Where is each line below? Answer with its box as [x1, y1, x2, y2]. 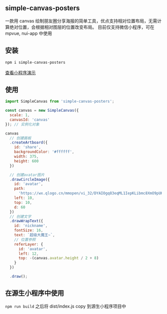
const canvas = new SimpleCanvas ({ [5, 108, 79, 113]
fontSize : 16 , [14, 228, 43, 233]
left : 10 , [14, 195, 35, 201]
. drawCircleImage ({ [9, 177, 50, 182]
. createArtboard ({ [9, 140, 48, 145]
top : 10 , [14, 200, 32, 205]
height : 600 [14, 158, 39, 163]
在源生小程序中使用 [5, 289, 64, 298]
